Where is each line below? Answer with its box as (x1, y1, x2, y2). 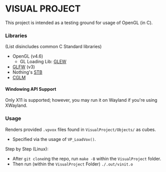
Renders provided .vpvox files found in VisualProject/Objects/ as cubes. (5, 126, 156, 132)
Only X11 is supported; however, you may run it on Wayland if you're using (5, 97, 157, 103)
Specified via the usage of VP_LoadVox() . (12, 136, 96, 142)
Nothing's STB (12, 69, 42, 75)
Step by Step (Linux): (5, 146, 49, 152)
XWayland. (5, 102, 27, 108)
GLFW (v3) (12, 64, 35, 70)
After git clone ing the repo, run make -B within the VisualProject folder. (12, 155, 161, 161)
